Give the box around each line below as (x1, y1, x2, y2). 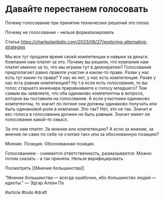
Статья (5, 38, 20, 45)
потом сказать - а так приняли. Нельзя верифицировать (5, 155, 124, 161)
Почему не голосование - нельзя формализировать (5, 29, 114, 35)
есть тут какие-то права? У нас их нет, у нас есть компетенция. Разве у (5, 74, 156, 80)
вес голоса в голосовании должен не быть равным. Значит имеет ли (5, 111, 150, 117)
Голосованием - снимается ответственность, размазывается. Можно (5, 150, 152, 156)
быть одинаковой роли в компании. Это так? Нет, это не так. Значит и (5, 106, 152, 112)
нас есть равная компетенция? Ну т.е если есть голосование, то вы (5, 80, 148, 86)
